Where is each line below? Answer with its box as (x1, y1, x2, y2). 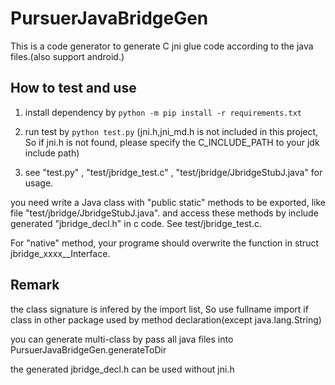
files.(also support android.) (10, 50, 125, 62)
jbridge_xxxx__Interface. (10, 247, 111, 259)
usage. (24, 177, 54, 189)
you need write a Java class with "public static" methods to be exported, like (10, 196, 326, 208)
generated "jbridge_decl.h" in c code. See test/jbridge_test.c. (10, 217, 262, 229)
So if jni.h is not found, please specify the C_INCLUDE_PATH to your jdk (24, 136, 320, 148)
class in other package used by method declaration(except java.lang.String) (10, 313, 322, 326)
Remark (10, 277, 60, 294)
